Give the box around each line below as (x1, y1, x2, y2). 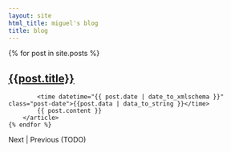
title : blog (8, 26, 48, 34)
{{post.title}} (8, 71, 75, 85)
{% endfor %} (8, 121, 52, 129)
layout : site (8, 11, 52, 20)
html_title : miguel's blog (8, 19, 99, 27)
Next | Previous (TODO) (8, 135, 87, 145)
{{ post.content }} (37, 107, 103, 115)
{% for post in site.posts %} (8, 49, 100, 58)
